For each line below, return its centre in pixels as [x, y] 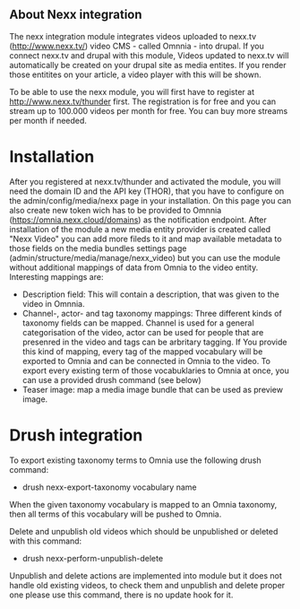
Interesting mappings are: [56, 276]
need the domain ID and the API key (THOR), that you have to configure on [147, 191]
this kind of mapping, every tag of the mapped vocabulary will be [142, 351]
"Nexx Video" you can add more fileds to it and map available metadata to [146, 239]
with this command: [46, 541]
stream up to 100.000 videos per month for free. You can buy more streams [149, 110]
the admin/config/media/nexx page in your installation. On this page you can [150, 200]
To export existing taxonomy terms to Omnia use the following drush [135, 460]
